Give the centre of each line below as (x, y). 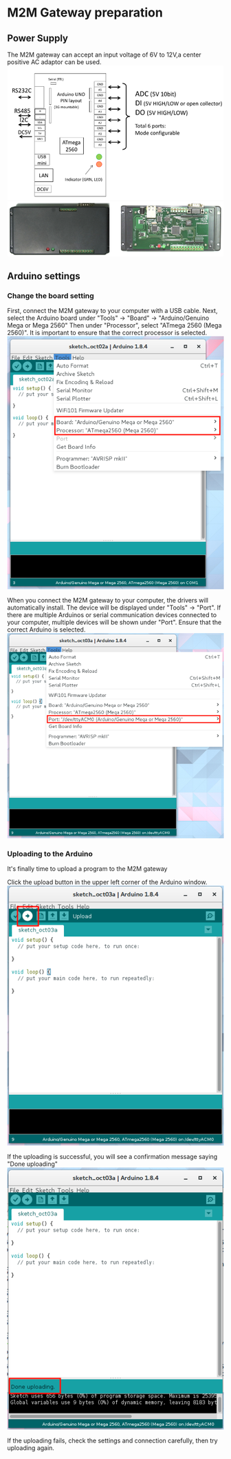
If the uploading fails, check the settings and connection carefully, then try (112, 1440)
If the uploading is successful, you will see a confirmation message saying (112, 1157)
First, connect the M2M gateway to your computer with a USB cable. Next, (112, 310)
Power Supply (38, 38)
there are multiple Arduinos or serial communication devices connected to (112, 614)
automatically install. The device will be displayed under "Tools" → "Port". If (114, 607)
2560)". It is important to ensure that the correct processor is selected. (107, 332)
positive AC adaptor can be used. (54, 62)
